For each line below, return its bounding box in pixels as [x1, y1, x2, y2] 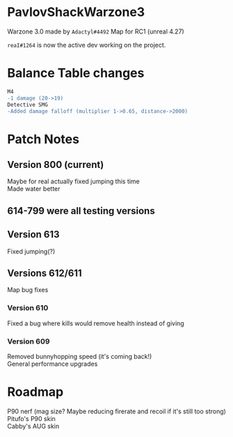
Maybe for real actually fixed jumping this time [7, 177, 140, 185]
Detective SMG [7, 101, 49, 108]
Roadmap [7, 384, 64, 400]
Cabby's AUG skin [7, 422, 60, 430]
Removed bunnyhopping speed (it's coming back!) [7, 352, 152, 360]
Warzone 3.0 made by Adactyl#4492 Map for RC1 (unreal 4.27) [7, 27, 184, 36]
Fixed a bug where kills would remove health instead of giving [7, 319, 184, 328]
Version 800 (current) [7, 158, 104, 171]
